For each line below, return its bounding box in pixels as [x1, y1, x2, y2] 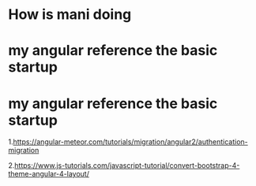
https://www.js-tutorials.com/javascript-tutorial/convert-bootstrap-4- [14, 161, 240, 170]
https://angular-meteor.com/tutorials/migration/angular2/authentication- [13, 137, 249, 147]
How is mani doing [8, 6, 132, 24]
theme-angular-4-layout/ [8, 169, 89, 179]
